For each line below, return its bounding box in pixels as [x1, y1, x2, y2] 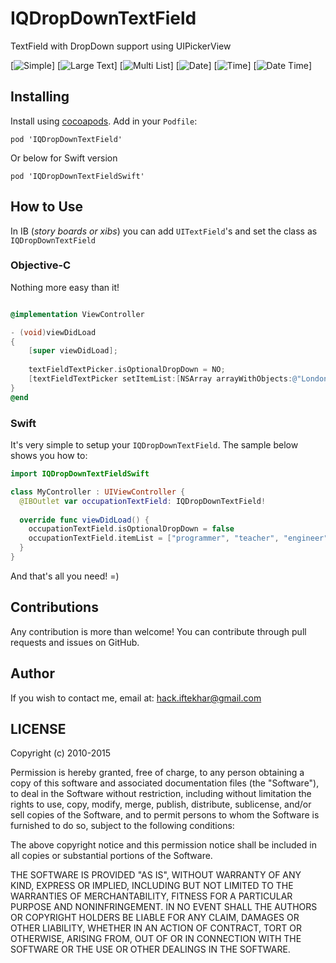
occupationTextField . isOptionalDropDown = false [28, 524, 235, 534]
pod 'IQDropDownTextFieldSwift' [10, 171, 145, 181]
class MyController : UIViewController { [10, 487, 186, 497]
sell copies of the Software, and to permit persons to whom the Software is [10, 809, 320, 821]
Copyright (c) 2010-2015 [10, 747, 112, 759]
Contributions [10, 599, 99, 616]
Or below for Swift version [10, 152, 118, 164]
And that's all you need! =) [10, 570, 120, 582]
